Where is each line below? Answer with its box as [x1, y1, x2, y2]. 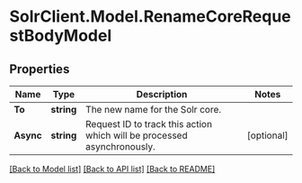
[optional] [246, 129, 289, 142]
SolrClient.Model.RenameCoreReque [9, 6, 292, 27]
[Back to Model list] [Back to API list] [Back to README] [9, 164, 216, 174]
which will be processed [84, 129, 188, 142]
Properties [9, 61, 70, 77]
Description [136, 88, 188, 100]
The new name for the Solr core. [84, 104, 222, 115]
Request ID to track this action [84, 118, 213, 130]
